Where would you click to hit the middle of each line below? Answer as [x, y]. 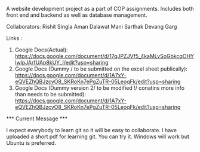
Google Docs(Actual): [41, 50]
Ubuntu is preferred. [31, 143]
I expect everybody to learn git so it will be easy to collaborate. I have [92, 130]
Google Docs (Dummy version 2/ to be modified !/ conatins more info [100, 88]
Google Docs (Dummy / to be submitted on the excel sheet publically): [101, 69]
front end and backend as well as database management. [77, 15]
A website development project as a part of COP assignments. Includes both [100, 9]
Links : [14, 38]
